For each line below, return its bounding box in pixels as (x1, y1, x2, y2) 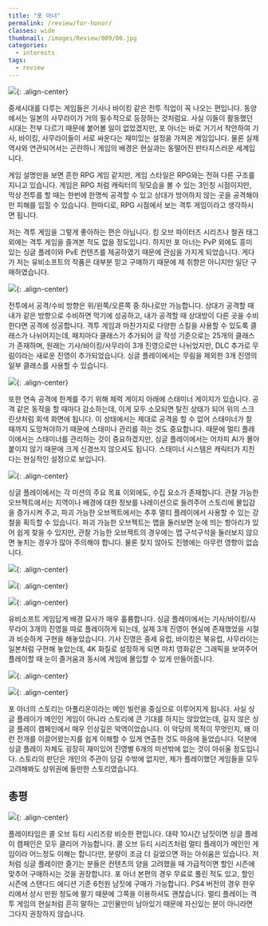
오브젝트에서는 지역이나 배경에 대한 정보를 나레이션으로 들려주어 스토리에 (8, 497, 235, 507)
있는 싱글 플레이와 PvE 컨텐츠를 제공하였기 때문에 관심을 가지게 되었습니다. (8, 247, 241, 257)
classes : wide (8, 26, 56, 34)
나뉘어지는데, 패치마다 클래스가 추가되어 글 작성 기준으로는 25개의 (29, 330, 234, 340)
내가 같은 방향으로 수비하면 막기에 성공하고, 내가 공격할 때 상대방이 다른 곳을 (8, 310, 245, 320)
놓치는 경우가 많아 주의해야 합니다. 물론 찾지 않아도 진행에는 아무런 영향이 (16, 537, 245, 547)
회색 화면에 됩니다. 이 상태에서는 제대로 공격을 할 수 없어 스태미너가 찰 (35, 413, 253, 424)
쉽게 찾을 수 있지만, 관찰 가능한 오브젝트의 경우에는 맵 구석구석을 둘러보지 (16, 527, 245, 537)
